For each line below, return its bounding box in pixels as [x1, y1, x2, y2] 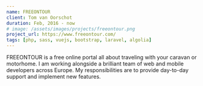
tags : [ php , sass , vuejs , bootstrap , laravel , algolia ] [6, 37, 152, 43]
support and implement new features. [6, 73, 101, 80]
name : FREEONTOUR [6, 8, 51, 15]
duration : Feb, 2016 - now [6, 20, 75, 26]
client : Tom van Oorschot [6, 15, 72, 21]
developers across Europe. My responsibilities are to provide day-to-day [6, 67, 189, 73]
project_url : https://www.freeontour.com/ [6, 31, 116, 38]
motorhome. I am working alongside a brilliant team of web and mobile [6, 60, 184, 67]
